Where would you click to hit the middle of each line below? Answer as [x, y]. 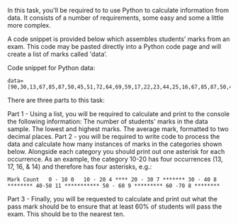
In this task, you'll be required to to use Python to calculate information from [118, 10]
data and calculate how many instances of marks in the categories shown [115, 144]
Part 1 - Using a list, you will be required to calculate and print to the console [119, 114]
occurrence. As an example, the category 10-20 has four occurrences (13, [115, 159]
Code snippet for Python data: [51, 68]
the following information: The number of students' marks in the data [108, 121]
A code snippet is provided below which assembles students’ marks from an [119, 39]
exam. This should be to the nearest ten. [66, 214]
